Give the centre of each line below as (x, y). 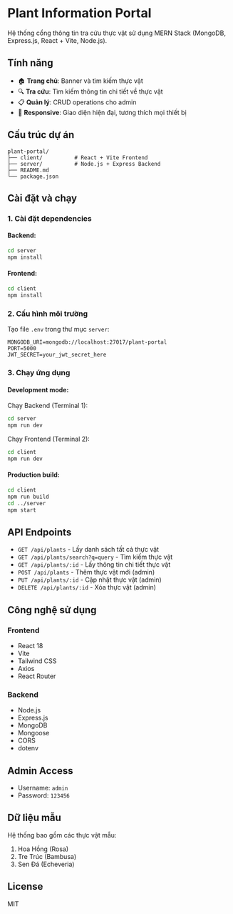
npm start (22, 510)
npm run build (29, 497)
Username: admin (43, 788)
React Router (37, 676)
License (25, 886)
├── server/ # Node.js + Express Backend (84, 164)
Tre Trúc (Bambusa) (47, 856)
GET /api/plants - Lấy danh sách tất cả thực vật (88, 550)
